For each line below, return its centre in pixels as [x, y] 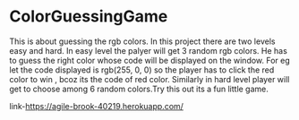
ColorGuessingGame [89, 17]
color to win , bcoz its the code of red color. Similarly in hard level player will [149, 79]
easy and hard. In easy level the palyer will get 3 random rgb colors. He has [149, 50]
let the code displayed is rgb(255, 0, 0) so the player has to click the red [142, 70]
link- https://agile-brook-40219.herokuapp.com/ [96, 106]
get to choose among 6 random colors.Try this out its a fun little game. [139, 89]
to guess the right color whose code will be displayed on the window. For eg [150, 60]
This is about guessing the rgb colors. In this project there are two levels [142, 41]
